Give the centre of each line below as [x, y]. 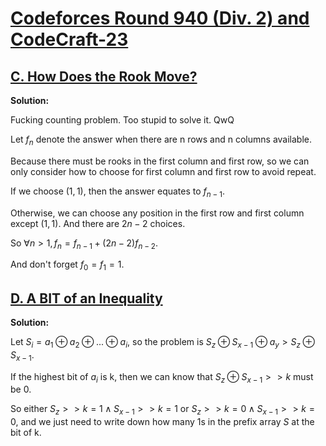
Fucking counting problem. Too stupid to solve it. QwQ [122, 120]
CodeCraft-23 [69, 39]
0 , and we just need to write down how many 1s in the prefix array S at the [162, 422]
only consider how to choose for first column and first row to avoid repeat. [163, 171]
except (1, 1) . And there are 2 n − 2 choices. [98, 223]
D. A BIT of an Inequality [86, 298]
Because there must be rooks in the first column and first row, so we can [160, 161]
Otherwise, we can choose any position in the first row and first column [157, 213]
